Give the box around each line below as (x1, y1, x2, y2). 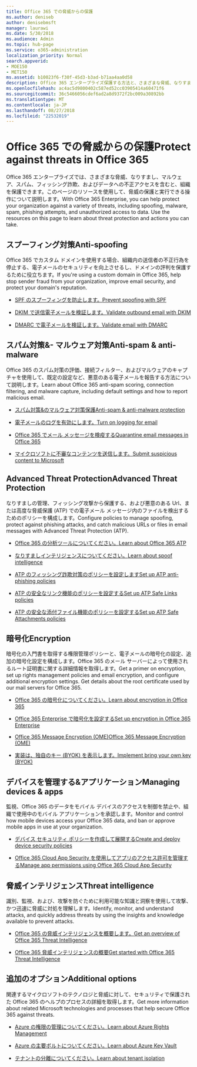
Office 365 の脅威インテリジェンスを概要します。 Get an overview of (14, 930, 181, 937)
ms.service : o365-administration (6, 47, 88, 53)
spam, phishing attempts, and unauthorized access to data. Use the (6, 208, 170, 216)
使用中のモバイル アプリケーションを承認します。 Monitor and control (16, 810, 183, 818)
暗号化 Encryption (6, 634, 71, 644)
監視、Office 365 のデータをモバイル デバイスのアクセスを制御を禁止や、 (6, 803, 183, 810)
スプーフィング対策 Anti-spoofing (6, 240, 128, 250)
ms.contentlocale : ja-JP (6, 102, 67, 108)
